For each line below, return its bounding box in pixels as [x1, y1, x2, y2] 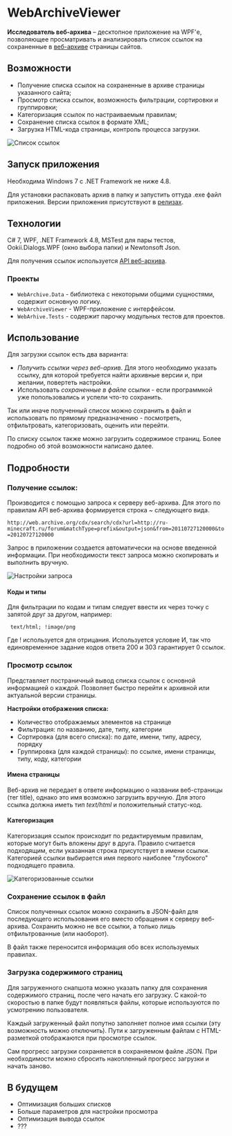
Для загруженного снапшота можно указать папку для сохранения [7, 983, 208, 991]
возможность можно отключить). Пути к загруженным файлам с [7, 1026, 200, 1034]
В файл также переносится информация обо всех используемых [7, 943, 199, 951]
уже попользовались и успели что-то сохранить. [17, 393, 163, 402]
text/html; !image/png [10, 624, 76, 631]
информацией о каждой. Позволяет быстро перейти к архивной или [7, 683, 210, 692]
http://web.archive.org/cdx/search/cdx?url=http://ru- [7, 519, 169, 527]
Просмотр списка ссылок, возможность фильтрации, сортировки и [17, 96, 218, 104]
